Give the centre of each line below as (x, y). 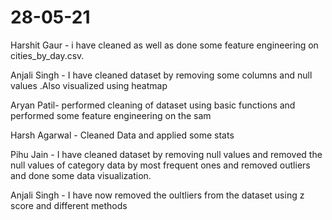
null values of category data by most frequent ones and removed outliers (160, 165)
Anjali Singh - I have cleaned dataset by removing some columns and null (161, 75)
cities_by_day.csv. (47, 55)
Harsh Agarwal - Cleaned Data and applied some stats (122, 135)
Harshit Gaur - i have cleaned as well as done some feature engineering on (164, 45)
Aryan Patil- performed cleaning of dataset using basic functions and (153, 105)
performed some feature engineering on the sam (111, 115)
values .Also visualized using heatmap (89, 85)
